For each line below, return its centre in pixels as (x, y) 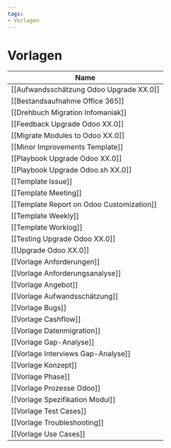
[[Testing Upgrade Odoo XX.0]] (63, 239)
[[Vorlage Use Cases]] (48, 434)
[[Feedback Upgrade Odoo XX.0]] (67, 124)
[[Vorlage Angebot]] (45, 285)
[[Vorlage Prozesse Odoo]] (56, 388)
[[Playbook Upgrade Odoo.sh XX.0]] (71, 170)
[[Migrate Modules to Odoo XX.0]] (68, 136)
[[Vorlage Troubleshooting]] (58, 423)
